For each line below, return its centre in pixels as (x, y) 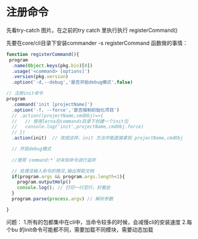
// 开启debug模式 (32, 149)
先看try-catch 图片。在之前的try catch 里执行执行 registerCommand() (92, 30)
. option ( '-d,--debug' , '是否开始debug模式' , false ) (73, 82)
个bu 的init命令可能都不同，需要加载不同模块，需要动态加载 (80, 229)
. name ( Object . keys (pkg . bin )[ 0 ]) (52, 66)
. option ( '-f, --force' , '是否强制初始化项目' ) (66, 110)
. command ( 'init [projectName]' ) (52, 104)
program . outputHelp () (44, 182)
